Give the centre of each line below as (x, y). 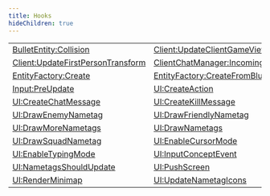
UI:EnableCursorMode (196, 141)
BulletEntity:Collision (51, 49)
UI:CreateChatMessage (56, 101)
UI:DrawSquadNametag (57, 141)
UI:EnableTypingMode (54, 153)
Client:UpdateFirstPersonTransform (79, 63)
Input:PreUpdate (43, 88)
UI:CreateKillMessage (194, 101)
